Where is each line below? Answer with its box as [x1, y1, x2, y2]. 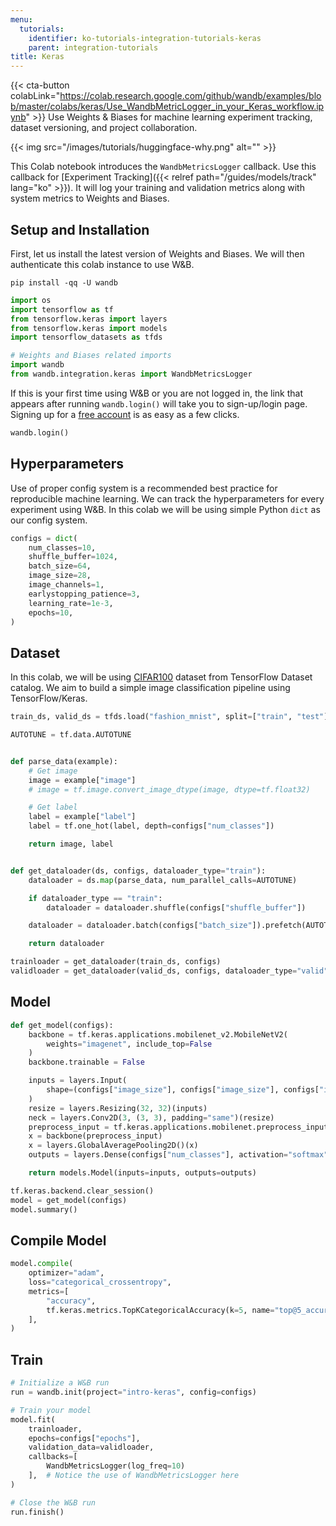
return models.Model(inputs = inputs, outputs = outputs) [28, 1168, 257, 1178]
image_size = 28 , [28, 571, 92, 581]
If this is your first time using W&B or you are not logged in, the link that [10, 387, 303, 399]
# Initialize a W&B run [10, 1378, 110, 1388]
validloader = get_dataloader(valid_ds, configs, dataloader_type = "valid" [10, 966, 329, 976]
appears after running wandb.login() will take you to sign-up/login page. [10, 397, 308, 410]
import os [10, 295, 52, 305]
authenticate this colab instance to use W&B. [10, 258, 195, 270]
